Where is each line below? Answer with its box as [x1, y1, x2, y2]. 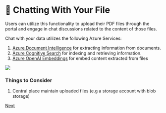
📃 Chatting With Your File [5, 4, 111, 16]
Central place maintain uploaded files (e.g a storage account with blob [12, 88, 156, 94]
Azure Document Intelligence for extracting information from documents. [12, 45, 161, 51]
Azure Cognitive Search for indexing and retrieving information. [12, 50, 142, 56]
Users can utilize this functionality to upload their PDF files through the [5, 21, 150, 27]
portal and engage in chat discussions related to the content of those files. [5, 26, 157, 31]
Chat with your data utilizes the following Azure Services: [5, 35, 122, 41]
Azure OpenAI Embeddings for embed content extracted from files [12, 55, 148, 61]
